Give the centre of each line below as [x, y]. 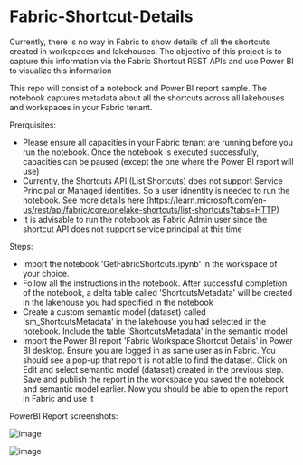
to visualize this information [61, 71]
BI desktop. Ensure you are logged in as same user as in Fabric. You [149, 350]
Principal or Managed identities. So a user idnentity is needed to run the [156, 190]
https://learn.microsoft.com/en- [208, 200]
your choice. [46, 273]
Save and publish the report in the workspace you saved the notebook [153, 379]
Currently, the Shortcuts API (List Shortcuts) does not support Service [152, 180]
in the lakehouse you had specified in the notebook [118, 302]
